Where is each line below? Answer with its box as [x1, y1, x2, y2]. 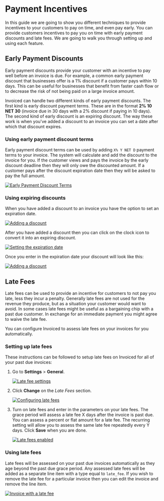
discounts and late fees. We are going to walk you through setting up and [5, 35, 152, 41]
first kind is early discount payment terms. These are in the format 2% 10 [5, 103, 152, 108]
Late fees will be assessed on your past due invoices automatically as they [5, 460, 155, 466]
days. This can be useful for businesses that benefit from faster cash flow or [5, 83, 159, 89]
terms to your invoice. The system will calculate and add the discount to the [5, 152, 157, 158]
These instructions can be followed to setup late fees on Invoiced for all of [5, 354, 154, 360]
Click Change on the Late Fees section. [12, 388, 92, 394]
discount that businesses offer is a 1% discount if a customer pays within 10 [5, 78, 158, 83]
